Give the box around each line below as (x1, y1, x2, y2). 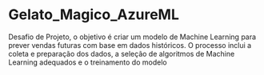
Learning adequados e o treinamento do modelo (8, 57, 167, 67)
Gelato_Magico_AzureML (8, 6, 180, 24)
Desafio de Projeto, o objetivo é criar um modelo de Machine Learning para (8, 32, 257, 41)
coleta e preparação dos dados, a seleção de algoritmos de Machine (8, 49, 235, 58)
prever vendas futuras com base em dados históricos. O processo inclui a (8, 40, 252, 49)
